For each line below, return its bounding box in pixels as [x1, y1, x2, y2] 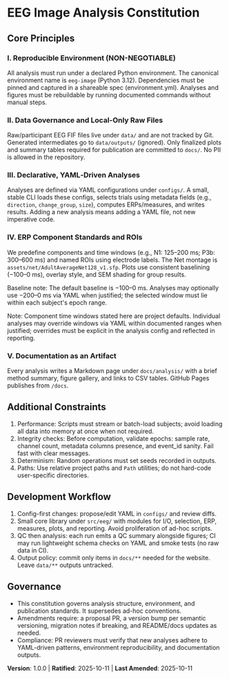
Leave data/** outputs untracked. [17, 561, 114, 569]
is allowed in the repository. [7, 153, 86, 162]
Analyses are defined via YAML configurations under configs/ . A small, [7, 186, 209, 194]
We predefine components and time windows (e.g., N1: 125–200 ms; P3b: [7, 248, 215, 256]
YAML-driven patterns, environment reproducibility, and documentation [17, 643, 220, 651]
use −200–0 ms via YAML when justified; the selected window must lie [7, 291, 208, 299]
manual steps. [7, 98, 47, 106]
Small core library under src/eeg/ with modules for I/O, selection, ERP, [17, 517, 217, 525]
